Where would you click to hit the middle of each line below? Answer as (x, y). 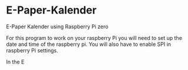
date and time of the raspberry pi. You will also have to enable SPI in (89, 44)
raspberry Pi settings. (32, 50)
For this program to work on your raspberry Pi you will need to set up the (94, 38)
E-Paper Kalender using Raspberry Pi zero (57, 26)
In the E (15, 62)
